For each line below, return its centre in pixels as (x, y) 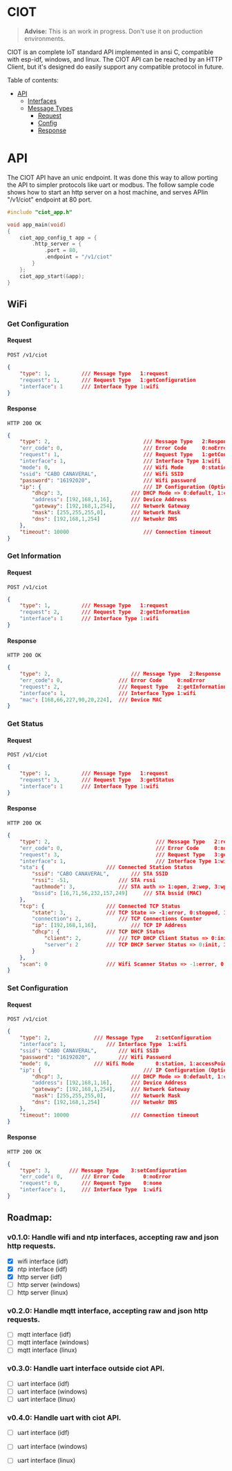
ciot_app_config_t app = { (58, 237)
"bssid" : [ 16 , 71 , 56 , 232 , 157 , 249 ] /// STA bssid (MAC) (117, 893)
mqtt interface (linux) (47, 1350)
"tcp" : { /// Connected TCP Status (100, 906)
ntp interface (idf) (42, 1269)
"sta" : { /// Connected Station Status (106, 867)
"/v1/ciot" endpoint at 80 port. (50, 199)
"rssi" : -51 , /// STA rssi (94, 881)
